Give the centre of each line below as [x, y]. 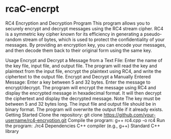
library [12, 131]
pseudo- [153, 34]
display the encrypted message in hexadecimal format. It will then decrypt [83, 93]
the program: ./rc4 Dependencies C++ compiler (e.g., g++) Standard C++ [83, 126]
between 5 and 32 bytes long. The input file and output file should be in [81, 104]
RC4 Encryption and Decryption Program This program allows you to [78, 23]
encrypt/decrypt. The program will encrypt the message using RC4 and [81, 87]
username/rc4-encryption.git [36, 120]
